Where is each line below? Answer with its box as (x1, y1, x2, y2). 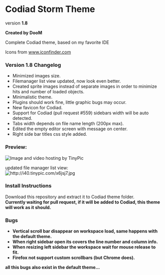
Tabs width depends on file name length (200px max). (12, 121, 124, 127)
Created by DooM (5, 29, 42, 35)
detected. (12, 115, 32, 121)
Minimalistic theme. (12, 94, 53, 100)
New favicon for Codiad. (12, 105, 63, 111)
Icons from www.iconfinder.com (5, 49, 71, 55)
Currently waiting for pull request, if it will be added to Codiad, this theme (5, 199, 161, 205)
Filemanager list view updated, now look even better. (12, 78, 121, 84)
